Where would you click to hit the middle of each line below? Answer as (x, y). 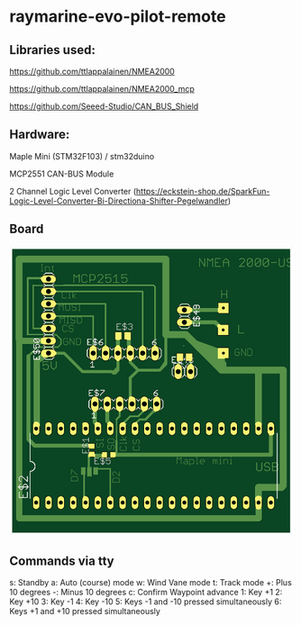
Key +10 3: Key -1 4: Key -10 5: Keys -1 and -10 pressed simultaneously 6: (146, 602)
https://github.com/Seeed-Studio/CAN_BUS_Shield (104, 106)
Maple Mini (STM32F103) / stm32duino (82, 156)
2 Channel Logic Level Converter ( (73, 191)
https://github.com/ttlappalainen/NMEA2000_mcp (102, 89)
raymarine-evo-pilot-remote (118, 17)
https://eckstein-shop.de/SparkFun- (203, 191)
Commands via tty (62, 561)
